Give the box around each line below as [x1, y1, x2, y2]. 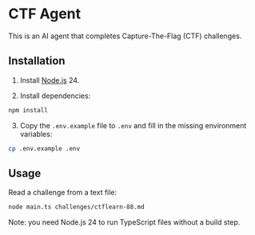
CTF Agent [8, 5, 82, 23]
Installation [8, 54, 66, 68]
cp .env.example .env [8, 144, 81, 152]
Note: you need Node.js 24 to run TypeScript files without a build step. [8, 217, 241, 227]
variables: [19, 129, 53, 139]
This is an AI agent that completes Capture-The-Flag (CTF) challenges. [8, 31, 242, 41]
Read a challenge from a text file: [8, 188, 118, 198]
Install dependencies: [19, 91, 91, 100]
